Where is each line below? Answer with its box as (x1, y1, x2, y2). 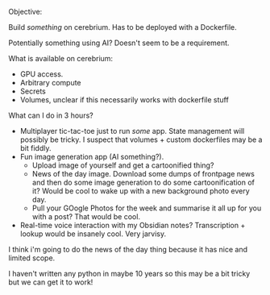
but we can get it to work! (8, 277, 93, 287)
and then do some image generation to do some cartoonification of (31, 177, 255, 187)
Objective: (8, 7, 43, 16)
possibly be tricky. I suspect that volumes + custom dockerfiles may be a (19, 135, 263, 144)
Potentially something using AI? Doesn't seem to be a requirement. (8, 38, 230, 48)
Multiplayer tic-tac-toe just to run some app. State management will (19, 127, 245, 135)
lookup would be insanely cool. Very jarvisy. (19, 229, 167, 239)
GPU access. (19, 69, 64, 79)
